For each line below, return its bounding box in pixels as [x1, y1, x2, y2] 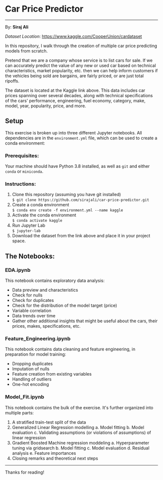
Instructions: [5, 181, 36, 187]
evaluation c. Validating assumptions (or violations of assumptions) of [12, 430, 151, 435]
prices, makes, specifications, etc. [12, 323, 81, 329]
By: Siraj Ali [5, 24, 29, 30]
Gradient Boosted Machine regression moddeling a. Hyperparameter [12, 440, 149, 446]
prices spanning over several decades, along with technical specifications [5, 92, 153, 98]
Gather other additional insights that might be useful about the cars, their [12, 318, 158, 324]
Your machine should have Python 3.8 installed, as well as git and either [5, 164, 150, 169]
